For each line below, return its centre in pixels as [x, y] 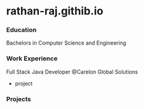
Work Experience [32, 58]
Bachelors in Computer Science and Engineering [66, 43]
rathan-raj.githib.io [55, 11]
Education [22, 30]
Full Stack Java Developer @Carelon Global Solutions [72, 72]
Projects [19, 99]
